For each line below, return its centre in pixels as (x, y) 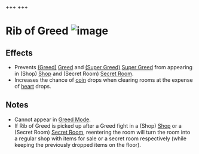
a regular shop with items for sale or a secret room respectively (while (100, 138)
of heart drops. (33, 86)
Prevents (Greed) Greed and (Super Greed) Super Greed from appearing (103, 67)
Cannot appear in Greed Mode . (52, 119)
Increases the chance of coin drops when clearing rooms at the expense (103, 80)
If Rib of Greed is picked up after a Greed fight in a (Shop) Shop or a (98, 125)
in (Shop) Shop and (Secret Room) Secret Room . (74, 73)
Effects (19, 53)
